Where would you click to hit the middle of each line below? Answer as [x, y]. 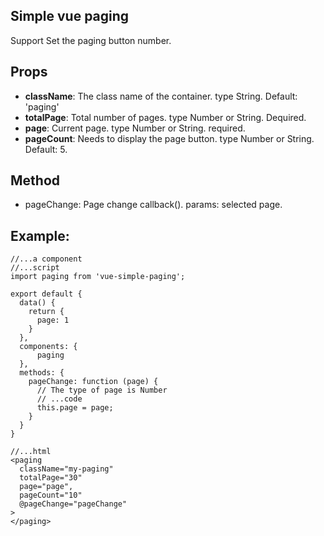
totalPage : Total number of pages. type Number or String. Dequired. [165, 117]
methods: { [42, 373]
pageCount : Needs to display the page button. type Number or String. [169, 138]
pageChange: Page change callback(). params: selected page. [153, 205]
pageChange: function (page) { [93, 382]
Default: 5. [46, 149]
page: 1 [53, 320]
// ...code [59, 399]
